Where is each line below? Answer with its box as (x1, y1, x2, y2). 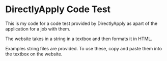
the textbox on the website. (5, 51, 63, 57)
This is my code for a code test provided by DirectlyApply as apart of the (5, 20, 158, 26)
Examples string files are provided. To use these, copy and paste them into (5, 45, 162, 51)
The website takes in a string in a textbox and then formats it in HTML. (5, 36, 153, 42)
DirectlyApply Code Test (5, 4, 111, 15)
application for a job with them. (5, 25, 70, 32)
